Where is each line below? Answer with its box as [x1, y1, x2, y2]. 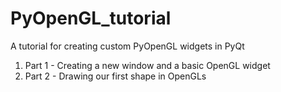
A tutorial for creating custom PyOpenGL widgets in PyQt [10, 40, 245, 52]
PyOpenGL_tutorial [10, 7, 172, 30]
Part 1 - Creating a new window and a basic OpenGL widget [24, 59, 271, 71]
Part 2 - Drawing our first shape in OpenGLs [24, 70, 207, 82]
